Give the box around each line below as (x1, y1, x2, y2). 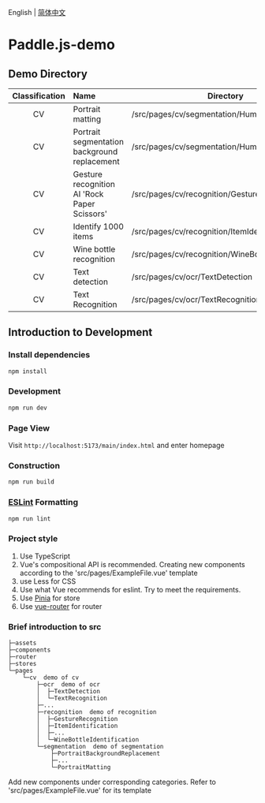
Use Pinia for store (19, 593, 80, 603)
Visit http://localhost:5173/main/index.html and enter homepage (8, 441, 225, 450)
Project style (8, 533, 58, 544)
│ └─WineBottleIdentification (36, 735, 140, 744)
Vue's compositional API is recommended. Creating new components (19, 559, 246, 569)
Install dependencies (8, 349, 91, 360)
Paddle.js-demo (8, 35, 116, 54)
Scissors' (73, 208, 108, 219)
